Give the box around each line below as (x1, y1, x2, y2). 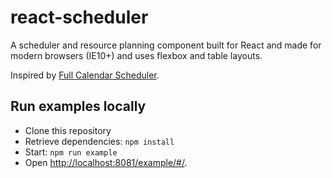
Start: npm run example (24, 146, 118, 158)
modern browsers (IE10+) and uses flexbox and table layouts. (10, 49, 263, 61)
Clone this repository (24, 124, 112, 136)
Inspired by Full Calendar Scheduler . (10, 69, 160, 81)
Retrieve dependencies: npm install (24, 135, 175, 147)
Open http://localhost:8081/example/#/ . (24, 156, 188, 168)
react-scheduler (10, 6, 149, 29)
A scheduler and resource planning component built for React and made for (10, 39, 322, 51)
